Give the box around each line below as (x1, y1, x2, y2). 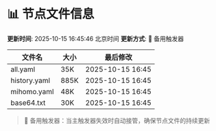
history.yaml (10, 75, 50, 85)
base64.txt (10, 97, 46, 107)
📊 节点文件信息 (7, 6, 95, 22)
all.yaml (10, 64, 36, 74)
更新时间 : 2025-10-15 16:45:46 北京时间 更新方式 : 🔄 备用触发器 (7, 34, 184, 43)
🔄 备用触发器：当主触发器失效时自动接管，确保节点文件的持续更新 (23, 116, 211, 124)
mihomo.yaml (10, 86, 54, 96)
